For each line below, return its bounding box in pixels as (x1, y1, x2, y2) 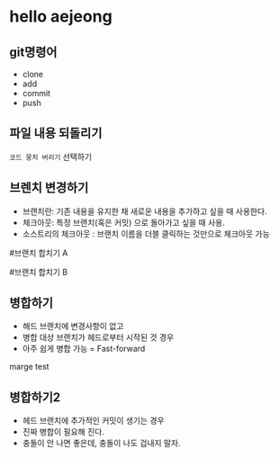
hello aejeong (9, 6, 112, 27)
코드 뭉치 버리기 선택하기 (9, 151, 93, 162)
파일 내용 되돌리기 (9, 126, 103, 141)
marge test (9, 362, 49, 372)
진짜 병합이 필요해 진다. (22, 426, 105, 437)
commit (22, 88, 51, 98)
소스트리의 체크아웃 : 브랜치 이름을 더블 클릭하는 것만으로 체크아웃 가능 (22, 228, 270, 239)
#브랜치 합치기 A (9, 247, 68, 258)
